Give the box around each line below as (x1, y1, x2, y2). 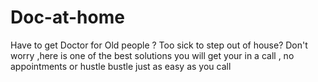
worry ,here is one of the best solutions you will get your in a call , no (10, 49, 295, 61)
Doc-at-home (10, 6, 125, 29)
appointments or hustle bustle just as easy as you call (10, 60, 232, 72)
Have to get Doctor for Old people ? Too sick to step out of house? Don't (10, 39, 308, 51)
